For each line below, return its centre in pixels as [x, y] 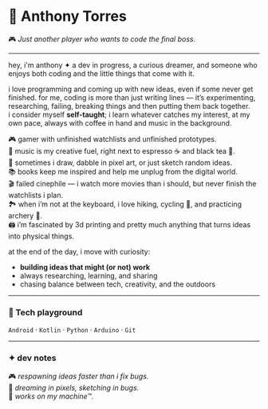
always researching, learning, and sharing [89, 275]
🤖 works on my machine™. [51, 396]
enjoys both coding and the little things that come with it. [102, 73]
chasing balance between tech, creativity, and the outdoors [118, 284]
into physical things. [41, 236]
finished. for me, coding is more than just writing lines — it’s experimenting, [132, 97]
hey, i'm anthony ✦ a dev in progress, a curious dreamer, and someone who [133, 65]
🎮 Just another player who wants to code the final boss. [102, 38]
